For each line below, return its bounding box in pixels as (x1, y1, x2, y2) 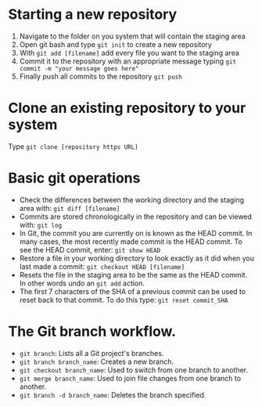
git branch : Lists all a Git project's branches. (19, 348, 164, 358)
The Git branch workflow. (8, 323, 177, 340)
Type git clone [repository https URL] (8, 141, 138, 151)
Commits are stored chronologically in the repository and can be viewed (19, 212, 253, 221)
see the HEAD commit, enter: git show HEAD (19, 245, 161, 254)
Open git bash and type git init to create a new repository (19, 39, 213, 49)
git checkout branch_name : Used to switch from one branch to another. (19, 365, 249, 374)
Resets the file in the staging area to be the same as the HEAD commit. (19, 270, 248, 279)
